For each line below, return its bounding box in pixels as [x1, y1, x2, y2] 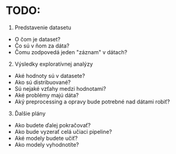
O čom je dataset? [14, 35, 61, 43]
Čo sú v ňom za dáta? [14, 42, 70, 49]
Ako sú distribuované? [14, 79, 71, 86]
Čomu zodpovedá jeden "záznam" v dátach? [14, 48, 128, 55]
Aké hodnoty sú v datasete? [14, 72, 86, 79]
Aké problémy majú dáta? [14, 91, 79, 99]
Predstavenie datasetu [14, 24, 71, 31]
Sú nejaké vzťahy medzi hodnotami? [14, 85, 106, 92]
